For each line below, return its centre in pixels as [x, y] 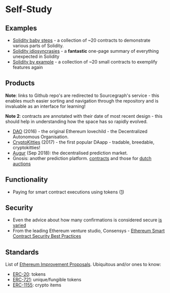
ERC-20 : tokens [29, 274]
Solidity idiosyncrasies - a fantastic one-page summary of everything [86, 51]
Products [20, 83]
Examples [21, 28]
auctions [22, 164]
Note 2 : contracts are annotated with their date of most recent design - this [84, 116]
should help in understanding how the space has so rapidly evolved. [77, 121]
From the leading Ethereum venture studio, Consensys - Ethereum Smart [89, 231]
